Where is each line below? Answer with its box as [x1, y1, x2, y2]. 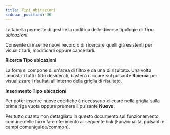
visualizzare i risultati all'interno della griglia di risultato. [5, 78, 122, 84]
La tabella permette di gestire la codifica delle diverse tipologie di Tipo [5, 26, 154, 32]
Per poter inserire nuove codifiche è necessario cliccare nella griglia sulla [5, 98, 160, 104]
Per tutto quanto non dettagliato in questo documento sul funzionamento [5, 113, 159, 119]
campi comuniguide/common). [5, 124, 70, 130]
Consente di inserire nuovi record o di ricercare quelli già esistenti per [5, 41, 153, 48]
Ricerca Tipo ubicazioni [5, 57, 57, 63]
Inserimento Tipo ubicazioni [5, 87, 67, 94]
